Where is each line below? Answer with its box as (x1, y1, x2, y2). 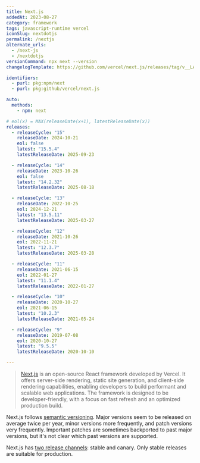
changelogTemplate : (6, 64, 55, 70)
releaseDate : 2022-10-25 (17, 201, 79, 207)
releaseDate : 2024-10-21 (17, 135, 79, 141)
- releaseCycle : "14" (11, 162, 65, 168)
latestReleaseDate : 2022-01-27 (17, 283, 95, 289)
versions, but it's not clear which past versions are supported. (6, 433, 158, 439)
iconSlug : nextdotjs (6, 31, 58, 37)
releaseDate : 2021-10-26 (17, 233, 79, 240)
